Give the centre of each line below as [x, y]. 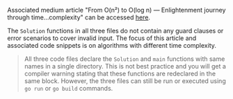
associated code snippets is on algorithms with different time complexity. [112, 45]
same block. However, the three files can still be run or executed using [125, 81]
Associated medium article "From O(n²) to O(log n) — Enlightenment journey [116, 10]
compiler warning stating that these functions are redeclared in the [120, 73]
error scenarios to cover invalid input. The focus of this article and [102, 38]
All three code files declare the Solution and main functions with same [124, 59]
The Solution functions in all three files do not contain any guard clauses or [115, 31]
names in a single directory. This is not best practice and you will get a [125, 66]
